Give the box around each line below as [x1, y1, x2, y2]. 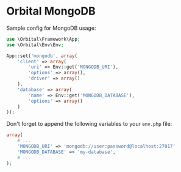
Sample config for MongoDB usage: [6, 24, 96, 32]
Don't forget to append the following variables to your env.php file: [6, 120, 172, 128]
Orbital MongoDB [6, 4, 96, 18]
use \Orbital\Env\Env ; [6, 41, 64, 48]
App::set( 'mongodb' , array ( [6, 53, 78, 59]
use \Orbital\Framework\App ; [6, 36, 80, 42]
